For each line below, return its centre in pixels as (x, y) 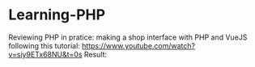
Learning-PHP (57, 15)
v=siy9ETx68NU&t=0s (45, 54)
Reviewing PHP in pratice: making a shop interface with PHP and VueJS (128, 37)
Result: (96, 54)
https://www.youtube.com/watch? (139, 45)
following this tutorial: (45, 45)
